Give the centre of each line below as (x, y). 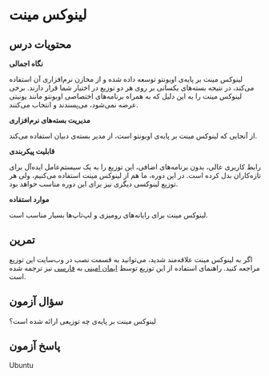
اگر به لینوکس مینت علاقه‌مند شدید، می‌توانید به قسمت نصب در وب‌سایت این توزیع (131, 259)
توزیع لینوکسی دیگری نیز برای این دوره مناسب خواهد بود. (94, 184)
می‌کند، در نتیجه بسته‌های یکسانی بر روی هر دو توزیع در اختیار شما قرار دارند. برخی (132, 87)
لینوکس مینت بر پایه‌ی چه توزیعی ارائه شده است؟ (83, 321)
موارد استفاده (29, 199)
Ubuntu (22, 366)
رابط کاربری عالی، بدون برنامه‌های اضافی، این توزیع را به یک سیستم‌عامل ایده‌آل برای (135, 167)
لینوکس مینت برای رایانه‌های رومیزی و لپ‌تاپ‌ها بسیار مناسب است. (109, 215)
